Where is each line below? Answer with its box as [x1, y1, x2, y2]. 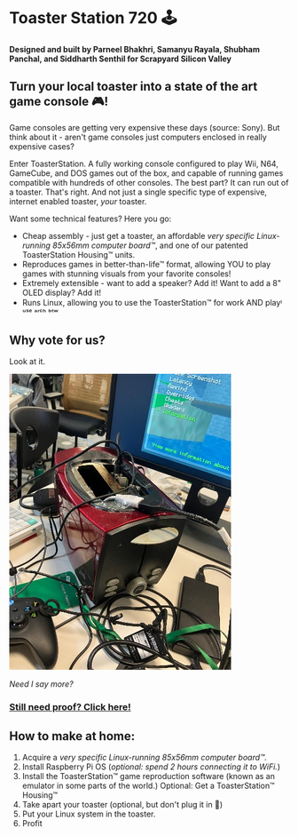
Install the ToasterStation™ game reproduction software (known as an [21, 771, 275, 782]
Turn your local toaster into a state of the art [9, 79, 258, 94]
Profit [21, 818, 43, 829]
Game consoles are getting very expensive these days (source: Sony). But [9, 122, 280, 132]
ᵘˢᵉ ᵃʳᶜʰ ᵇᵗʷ [21, 307, 59, 317]
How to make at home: [9, 729, 136, 744]
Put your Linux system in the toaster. [21, 808, 156, 819]
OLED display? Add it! [21, 287, 102, 298]
